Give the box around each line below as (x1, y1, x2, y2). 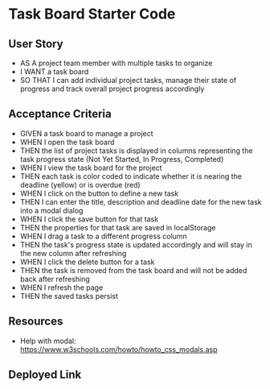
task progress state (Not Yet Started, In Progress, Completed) (19, 154, 224, 163)
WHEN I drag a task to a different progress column (19, 231, 187, 241)
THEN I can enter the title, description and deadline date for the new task (19, 197, 262, 206)
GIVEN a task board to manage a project (19, 128, 154, 138)
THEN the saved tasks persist (19, 291, 119, 300)
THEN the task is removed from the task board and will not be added (19, 265, 247, 275)
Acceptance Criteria (8, 107, 112, 121)
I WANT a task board (19, 67, 89, 77)
